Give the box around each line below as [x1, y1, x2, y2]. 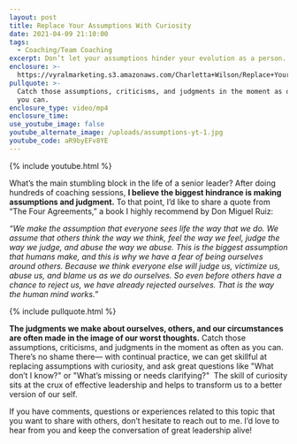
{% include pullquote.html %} [9, 306, 117, 317]
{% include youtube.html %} [9, 160, 112, 171]
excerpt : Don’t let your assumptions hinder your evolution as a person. [9, 54, 287, 63]
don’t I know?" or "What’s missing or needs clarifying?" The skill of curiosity [9, 370, 288, 380]
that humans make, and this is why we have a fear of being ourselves [9, 251, 263, 262]
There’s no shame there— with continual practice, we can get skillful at [9, 351, 267, 362]
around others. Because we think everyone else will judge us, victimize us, [9, 260, 281, 271]
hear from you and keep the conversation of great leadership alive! [9, 425, 253, 435]
